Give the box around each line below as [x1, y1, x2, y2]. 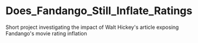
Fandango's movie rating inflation [5, 29, 87, 37]
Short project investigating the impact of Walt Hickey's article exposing [5, 24, 179, 31]
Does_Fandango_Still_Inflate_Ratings [5, 4, 193, 18]
